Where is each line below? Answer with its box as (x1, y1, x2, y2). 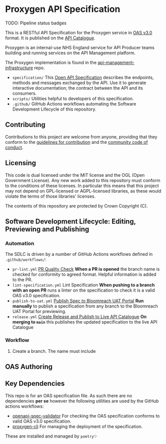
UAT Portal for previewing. (12, 309, 66, 315)
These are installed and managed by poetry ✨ (5, 433, 98, 439)
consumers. (12, 90, 37, 96)
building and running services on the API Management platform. (5, 50, 136, 56)
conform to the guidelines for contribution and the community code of (5, 139, 148, 145)
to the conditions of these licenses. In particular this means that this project (5, 183, 159, 189)
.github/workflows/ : (5, 256, 47, 262)
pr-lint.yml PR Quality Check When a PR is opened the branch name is (12, 266, 160, 272)
